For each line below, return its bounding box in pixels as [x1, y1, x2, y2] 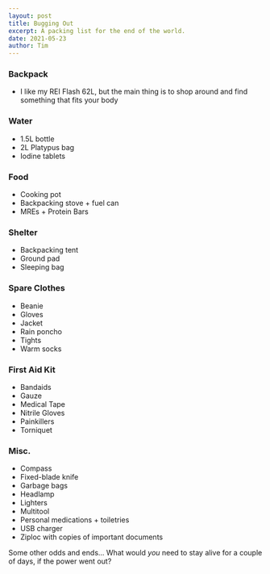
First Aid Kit [8, 364, 56, 375]
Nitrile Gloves [19, 408, 65, 417]
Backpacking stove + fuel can [19, 199, 119, 208]
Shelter [8, 227, 38, 238]
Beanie [19, 300, 44, 311]
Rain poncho [19, 326, 63, 336]
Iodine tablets [19, 151, 66, 161]
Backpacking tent [19, 245, 79, 255]
